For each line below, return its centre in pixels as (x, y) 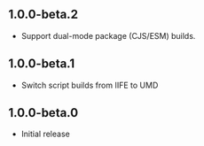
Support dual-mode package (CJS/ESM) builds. (108, 35)
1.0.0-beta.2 (43, 15)
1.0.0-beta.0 (43, 113)
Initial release (45, 134)
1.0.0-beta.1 (42, 64)
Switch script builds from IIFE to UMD (90, 85)
